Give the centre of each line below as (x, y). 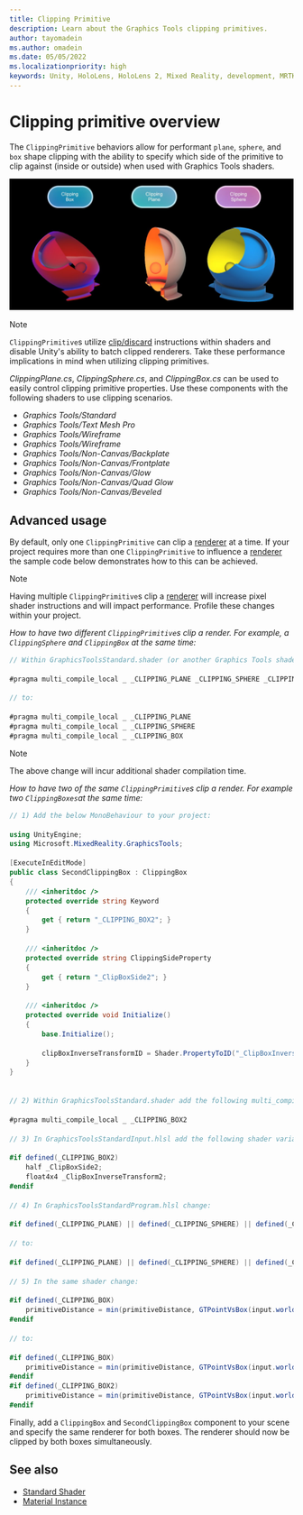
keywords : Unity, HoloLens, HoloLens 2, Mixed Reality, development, (143, 77)
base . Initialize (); (78, 1034)
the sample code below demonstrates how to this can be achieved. (134, 561)
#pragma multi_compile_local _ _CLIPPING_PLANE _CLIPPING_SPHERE (134, 679)
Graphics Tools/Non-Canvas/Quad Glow (98, 482)
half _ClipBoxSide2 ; (64, 1168)
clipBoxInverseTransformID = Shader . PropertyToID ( (139, 1053)
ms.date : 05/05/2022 (48, 57)
